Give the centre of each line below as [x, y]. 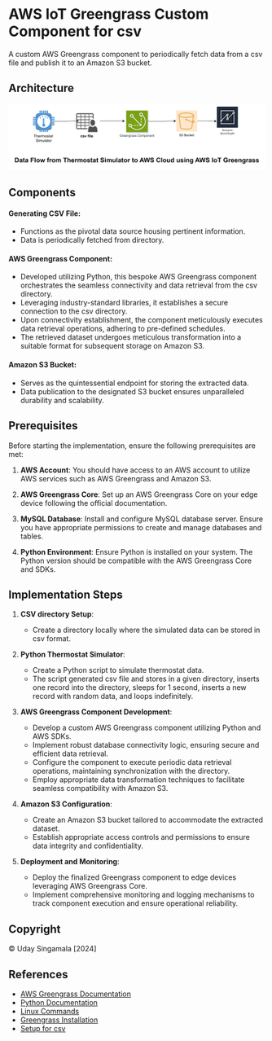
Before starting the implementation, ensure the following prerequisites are [132, 446]
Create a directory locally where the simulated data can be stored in [146, 630]
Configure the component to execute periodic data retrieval [132, 762]
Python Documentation [59, 1002]
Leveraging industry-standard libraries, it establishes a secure [124, 303]
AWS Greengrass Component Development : [96, 712]
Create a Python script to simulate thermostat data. [118, 670]
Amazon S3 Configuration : [66, 804]
